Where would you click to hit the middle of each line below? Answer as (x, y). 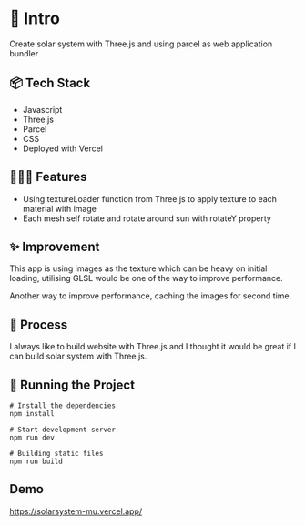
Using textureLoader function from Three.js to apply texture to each (150, 198)
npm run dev (32, 438)
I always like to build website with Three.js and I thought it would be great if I (152, 347)
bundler (24, 53)
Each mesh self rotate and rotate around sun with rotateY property (147, 218)
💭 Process (39, 324)
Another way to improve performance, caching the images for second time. (151, 296)
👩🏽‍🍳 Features (49, 177)
